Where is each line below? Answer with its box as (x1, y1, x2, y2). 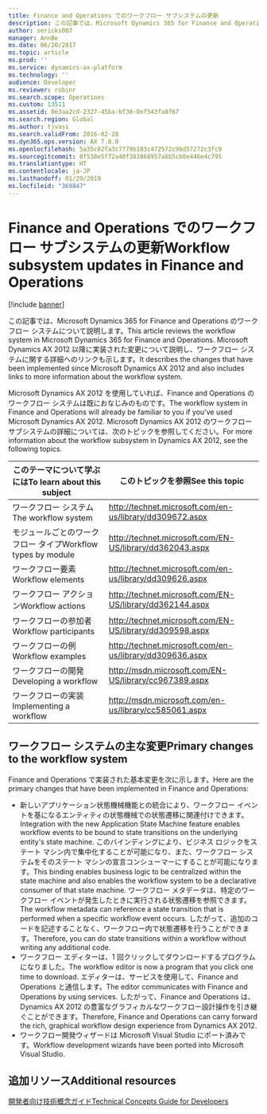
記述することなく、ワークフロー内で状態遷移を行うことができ (41, 924, 243, 933)
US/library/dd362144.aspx (108, 598, 210, 610)
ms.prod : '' (8, 57, 48, 65)
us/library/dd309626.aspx (108, 573, 208, 584)
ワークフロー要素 (12, 563, 77, 575)
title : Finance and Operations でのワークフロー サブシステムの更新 (8, 11, 219, 20)
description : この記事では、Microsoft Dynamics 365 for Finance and (8, 19, 232, 27)
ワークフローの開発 (12, 665, 85, 676)
